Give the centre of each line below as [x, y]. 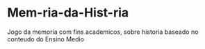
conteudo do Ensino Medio [46, 39]
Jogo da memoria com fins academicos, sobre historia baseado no [103, 32]
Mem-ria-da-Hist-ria [68, 13]
